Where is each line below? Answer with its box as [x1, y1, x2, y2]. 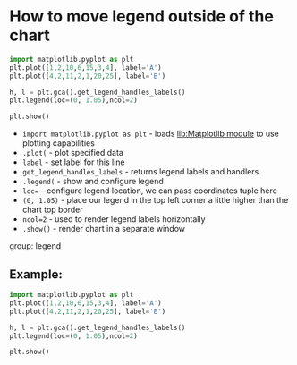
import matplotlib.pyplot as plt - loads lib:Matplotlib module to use [21, 128, 280, 140]
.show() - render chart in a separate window [21, 224, 186, 234]
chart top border [21, 204, 83, 216]
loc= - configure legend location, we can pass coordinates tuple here [21, 185, 277, 196]
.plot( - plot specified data [21, 148, 123, 158]
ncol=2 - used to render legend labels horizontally [21, 214, 206, 225]
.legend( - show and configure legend [21, 176, 164, 187]
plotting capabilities [21, 138, 96, 149]
